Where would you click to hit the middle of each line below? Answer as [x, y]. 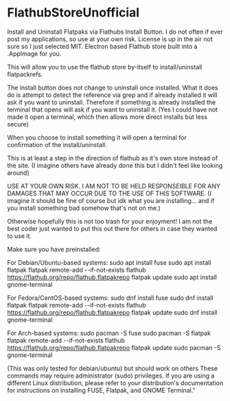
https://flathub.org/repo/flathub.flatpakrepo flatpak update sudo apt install [112, 277]
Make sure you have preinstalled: [54, 249]
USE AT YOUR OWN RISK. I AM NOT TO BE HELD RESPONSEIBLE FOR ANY [114, 186]
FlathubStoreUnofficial [73, 13]
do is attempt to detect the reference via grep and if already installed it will [112, 95]
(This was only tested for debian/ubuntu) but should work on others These [113, 368]
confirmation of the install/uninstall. [57, 144]
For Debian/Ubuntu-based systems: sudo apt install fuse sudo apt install [109, 262]
